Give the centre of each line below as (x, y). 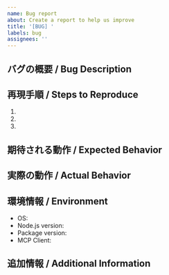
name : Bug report (32, 13)
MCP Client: (34, 240)
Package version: (42, 233)
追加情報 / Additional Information (79, 264)
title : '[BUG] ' (30, 26)
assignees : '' (28, 39)
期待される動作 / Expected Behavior (85, 150)
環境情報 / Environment (58, 201)
